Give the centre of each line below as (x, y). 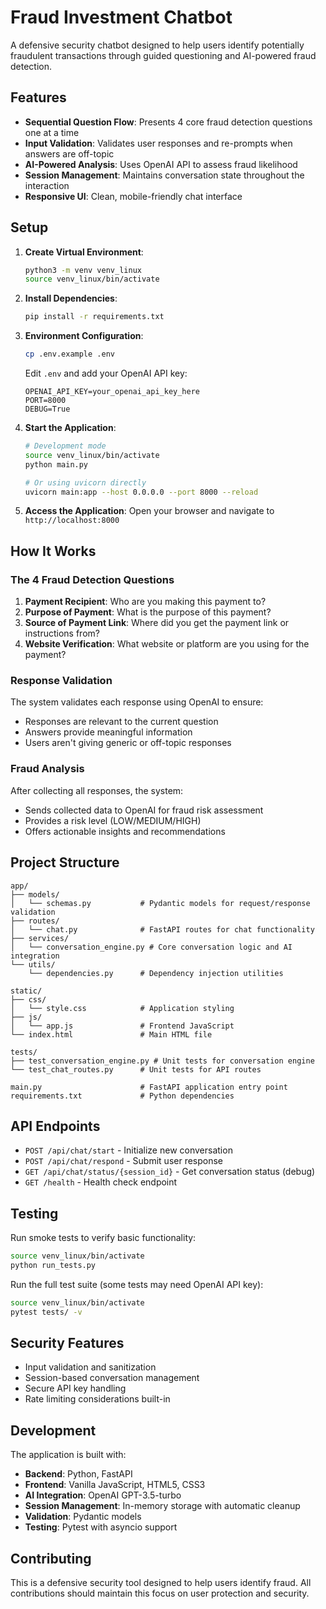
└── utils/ (33, 964)
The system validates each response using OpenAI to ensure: (137, 702)
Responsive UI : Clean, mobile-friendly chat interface (133, 196)
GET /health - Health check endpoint (101, 1182)
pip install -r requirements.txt (94, 317)
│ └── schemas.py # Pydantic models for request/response (160, 903)
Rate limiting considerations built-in (97, 1399)
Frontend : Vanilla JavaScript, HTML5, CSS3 (115, 1485)
